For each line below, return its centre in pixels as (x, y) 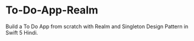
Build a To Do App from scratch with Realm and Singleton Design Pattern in (97, 26)
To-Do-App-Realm (52, 10)
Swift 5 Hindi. (22, 32)
